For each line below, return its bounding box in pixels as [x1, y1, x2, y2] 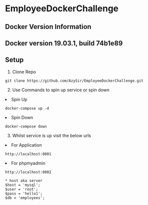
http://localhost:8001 [5, 152, 51, 156]
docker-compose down [5, 124, 48, 129]
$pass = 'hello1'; [5, 191, 43, 196]
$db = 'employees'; [5, 195, 45, 200]
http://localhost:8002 [5, 170, 51, 175]
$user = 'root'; [5, 187, 38, 192]
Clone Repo [12, 69, 36, 75]
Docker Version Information [5, 23, 92, 31]
